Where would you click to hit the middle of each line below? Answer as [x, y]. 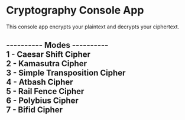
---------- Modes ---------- [57, 45]
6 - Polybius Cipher [42, 101]
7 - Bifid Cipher [35, 110]
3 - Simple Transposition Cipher [66, 73]
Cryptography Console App [75, 10]
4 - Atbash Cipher [40, 82]
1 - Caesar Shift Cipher [48, 55]
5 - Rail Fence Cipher [45, 91]
